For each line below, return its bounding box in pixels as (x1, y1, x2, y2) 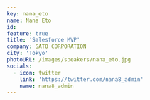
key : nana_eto (6, 10, 49, 18)
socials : (6, 63, 33, 70)
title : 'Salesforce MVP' (6, 37, 80, 44)
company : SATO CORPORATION (6, 43, 87, 50)
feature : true (6, 30, 49, 37)
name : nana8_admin (19, 82, 74, 89)
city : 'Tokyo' (6, 50, 49, 57)
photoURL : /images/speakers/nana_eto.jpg (6, 56, 132, 63)
